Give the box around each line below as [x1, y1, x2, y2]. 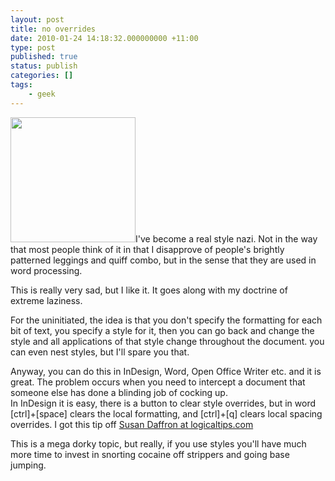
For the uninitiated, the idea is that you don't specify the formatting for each [10, 314, 323, 326]
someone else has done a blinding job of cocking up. [10, 386, 228, 398]
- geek [28, 89, 56, 99]
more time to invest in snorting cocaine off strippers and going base [10, 448, 290, 460]
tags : [10, 80, 33, 90]
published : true [10, 52, 78, 62]
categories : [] [10, 71, 74, 81]
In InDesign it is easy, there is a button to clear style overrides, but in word [10, 397, 317, 409]
